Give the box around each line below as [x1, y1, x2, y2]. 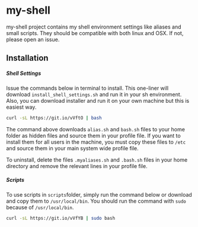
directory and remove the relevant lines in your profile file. [6, 163, 148, 170]
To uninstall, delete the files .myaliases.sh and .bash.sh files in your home [6, 156, 188, 163]
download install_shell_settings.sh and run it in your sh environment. [6, 91, 182, 98]
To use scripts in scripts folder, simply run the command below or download [6, 191, 193, 198]
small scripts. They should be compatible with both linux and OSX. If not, [6, 29, 184, 36]
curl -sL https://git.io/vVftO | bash [6, 115, 102, 121]
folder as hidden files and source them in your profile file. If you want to [6, 132, 181, 140]
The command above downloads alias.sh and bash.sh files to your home [6, 126, 186, 133]
